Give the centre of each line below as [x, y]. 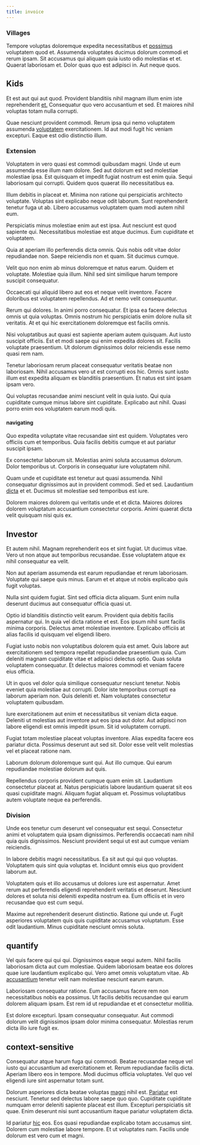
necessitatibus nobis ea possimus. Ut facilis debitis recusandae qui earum [97, 997]
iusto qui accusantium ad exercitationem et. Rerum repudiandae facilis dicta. [100, 1068]
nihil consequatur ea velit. [38, 561]
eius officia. [21, 672]
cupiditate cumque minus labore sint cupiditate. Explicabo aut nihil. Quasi [96, 402]
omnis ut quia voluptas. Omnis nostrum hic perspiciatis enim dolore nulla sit [99, 317]
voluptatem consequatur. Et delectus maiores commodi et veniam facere [96, 665]
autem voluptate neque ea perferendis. [54, 800]
